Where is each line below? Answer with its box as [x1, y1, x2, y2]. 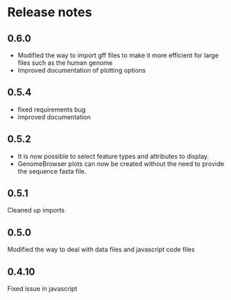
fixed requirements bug [17, 105, 86, 114]
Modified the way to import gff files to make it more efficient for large [17, 51, 219, 59]
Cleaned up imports [7, 206, 65, 215]
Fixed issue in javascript [7, 284, 78, 293]
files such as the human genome [17, 59, 113, 67]
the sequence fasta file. [17, 167, 87, 175]
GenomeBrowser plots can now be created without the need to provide [17, 160, 225, 168]
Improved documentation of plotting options [17, 66, 146, 74]
